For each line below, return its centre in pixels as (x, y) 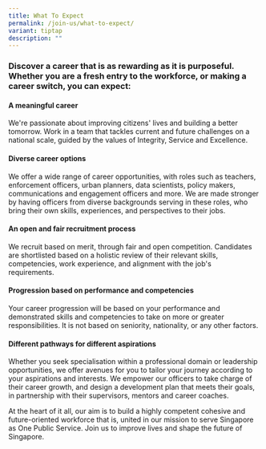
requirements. (31, 272)
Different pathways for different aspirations (82, 344)
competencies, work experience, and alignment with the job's (110, 263)
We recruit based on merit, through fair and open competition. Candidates (130, 246)
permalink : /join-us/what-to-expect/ (71, 23)
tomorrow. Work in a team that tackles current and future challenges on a (129, 131)
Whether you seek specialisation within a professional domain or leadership (133, 362)
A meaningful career (43, 105)
